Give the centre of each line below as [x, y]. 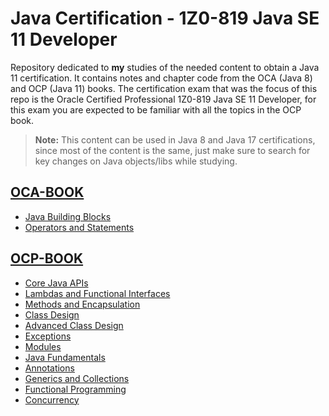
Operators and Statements [79, 227]
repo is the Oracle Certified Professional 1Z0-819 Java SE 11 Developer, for [163, 99]
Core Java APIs [56, 283]
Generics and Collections [77, 378]
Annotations [49, 368]
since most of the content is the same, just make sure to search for [172, 150]
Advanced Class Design [74, 325]
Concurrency [52, 399]
